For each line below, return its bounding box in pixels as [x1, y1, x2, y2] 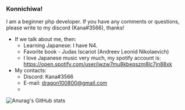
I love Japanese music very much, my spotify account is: [23, 55, 162, 62]
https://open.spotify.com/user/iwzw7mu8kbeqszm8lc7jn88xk [23, 61, 172, 68]
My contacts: [14, 67, 47, 74]
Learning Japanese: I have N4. [23, 42, 98, 49]
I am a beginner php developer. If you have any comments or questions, [6, 18, 180, 25]
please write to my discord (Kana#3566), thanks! [6, 24, 125, 31]
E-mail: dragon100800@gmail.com [23, 79, 107, 86]
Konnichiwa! [6, 5, 43, 13]
